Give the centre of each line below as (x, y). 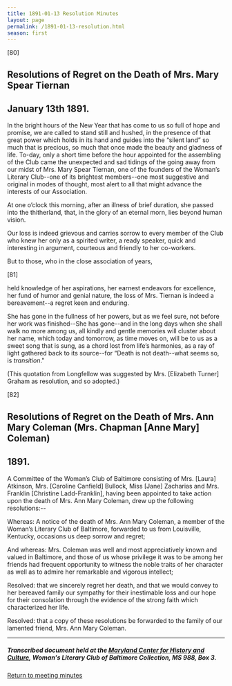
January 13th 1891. (48, 109)
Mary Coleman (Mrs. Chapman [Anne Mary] (104, 427)
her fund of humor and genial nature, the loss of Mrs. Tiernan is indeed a (110, 296)
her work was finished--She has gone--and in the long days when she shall (115, 324)
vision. (17, 220)
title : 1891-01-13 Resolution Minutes (63, 14)
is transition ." (26, 360)
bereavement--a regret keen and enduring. (68, 303)
